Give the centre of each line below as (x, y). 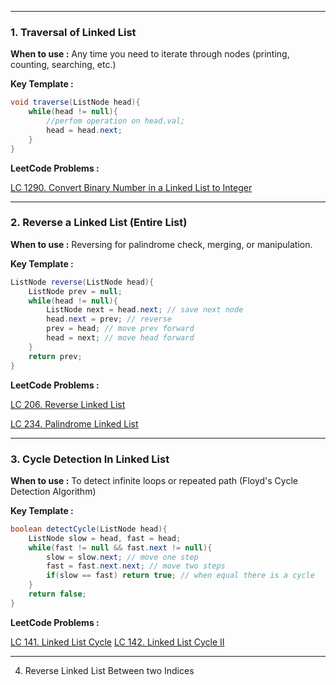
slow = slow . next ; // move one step (122, 557)
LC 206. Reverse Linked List (68, 404)
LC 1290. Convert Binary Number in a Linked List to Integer (131, 187)
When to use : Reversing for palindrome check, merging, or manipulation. (161, 244)
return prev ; (55, 356)
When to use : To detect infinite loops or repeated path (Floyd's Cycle (154, 480)
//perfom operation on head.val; (116, 121)
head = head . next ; (84, 130)
